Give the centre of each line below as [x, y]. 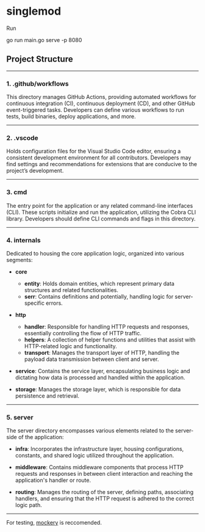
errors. [54, 303]
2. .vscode [22, 137]
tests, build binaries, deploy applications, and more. [71, 117]
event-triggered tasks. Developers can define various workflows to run [95, 110]
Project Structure [40, 59]
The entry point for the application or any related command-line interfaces [100, 205]
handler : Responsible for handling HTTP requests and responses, [107, 326]
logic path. [28, 505]
